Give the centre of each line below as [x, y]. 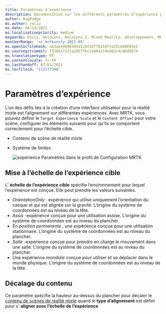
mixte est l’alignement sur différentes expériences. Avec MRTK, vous [75, 113]
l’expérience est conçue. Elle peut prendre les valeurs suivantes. [71, 190]
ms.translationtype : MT [30, 56]
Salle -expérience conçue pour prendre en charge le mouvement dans [84, 242]
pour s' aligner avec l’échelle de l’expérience [52, 306]
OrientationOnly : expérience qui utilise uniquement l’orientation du [80, 200]
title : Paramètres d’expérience [38, 10]
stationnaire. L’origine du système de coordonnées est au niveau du [81, 231]
